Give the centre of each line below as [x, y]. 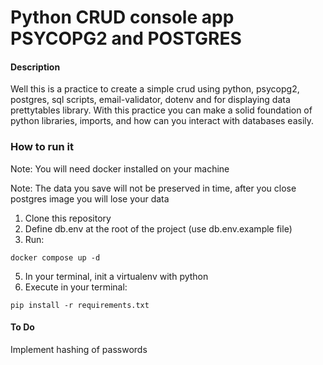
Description [35, 67]
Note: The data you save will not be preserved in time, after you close [153, 188]
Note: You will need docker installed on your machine [120, 168]
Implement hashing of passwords [79, 349]
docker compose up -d [55, 257]
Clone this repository [68, 218]
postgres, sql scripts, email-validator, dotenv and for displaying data [150, 100]
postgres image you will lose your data [90, 198]
